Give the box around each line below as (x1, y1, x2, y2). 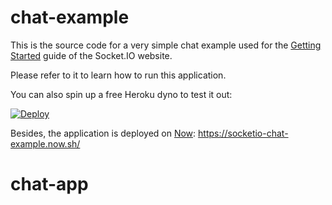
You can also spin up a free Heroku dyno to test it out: (10, 88, 233, 100)
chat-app (10, 173, 89, 196)
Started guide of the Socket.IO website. (10, 49, 173, 61)
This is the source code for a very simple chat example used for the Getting (10, 39, 322, 51)
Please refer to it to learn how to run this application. (10, 69, 227, 81)
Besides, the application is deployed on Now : (10, 127, 197, 139)
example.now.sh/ (10, 137, 81, 150)
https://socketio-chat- (198, 127, 289, 139)
